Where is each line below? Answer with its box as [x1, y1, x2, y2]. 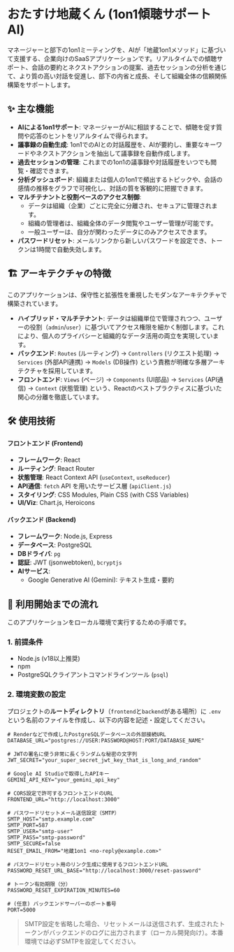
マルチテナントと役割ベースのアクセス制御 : [17, 193, 142, 201]
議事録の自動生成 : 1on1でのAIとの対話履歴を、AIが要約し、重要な [17, 140, 204, 149]
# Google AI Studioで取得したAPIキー [7, 770, 110, 777]
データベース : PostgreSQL [17, 541, 92, 549]
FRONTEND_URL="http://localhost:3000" [7, 796, 120, 803]
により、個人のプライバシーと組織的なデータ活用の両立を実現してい [17, 331, 213, 339]
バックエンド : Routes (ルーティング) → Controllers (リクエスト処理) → [17, 349, 220, 357]
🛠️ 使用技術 [7, 415, 56, 427]
